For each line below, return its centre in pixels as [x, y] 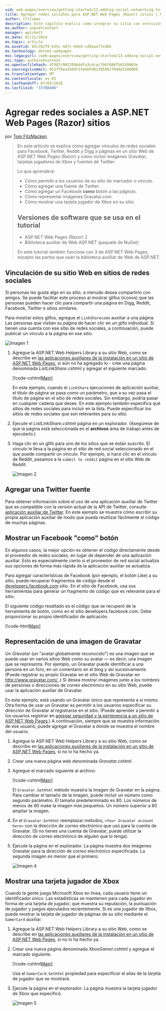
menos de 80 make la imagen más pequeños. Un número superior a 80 [84, 805]
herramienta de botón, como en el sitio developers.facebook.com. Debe [78, 611]
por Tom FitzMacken [26, 136]
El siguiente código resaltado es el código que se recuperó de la [70, 606]
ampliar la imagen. [31, 811]
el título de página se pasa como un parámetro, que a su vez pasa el [82, 393]
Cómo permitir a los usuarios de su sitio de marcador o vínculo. [89, 181]
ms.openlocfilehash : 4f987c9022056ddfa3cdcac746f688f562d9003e [72, 65]
